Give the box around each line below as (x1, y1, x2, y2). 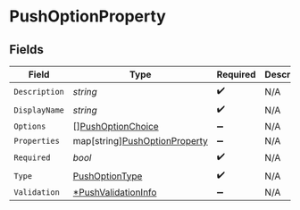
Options (13, 122, 46, 131)
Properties (13, 136, 60, 146)
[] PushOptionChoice (72, 121, 159, 132)
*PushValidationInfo (72, 186, 157, 198)
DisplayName (13, 105, 65, 115)
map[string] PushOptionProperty (72, 135, 208, 147)
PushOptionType (72, 170, 143, 182)
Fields (9, 42, 45, 57)
